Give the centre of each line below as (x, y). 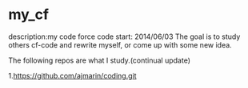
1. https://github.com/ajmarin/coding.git (72, 75)
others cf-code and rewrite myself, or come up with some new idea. (120, 44)
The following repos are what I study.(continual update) (99, 60)
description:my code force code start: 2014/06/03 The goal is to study (124, 36)
